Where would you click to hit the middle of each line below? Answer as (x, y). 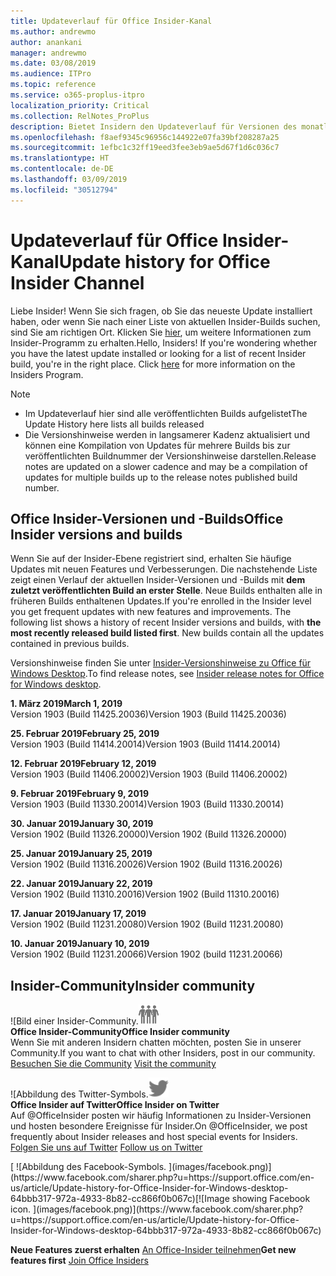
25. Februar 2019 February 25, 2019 (85, 734)
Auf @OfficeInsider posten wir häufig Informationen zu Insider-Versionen (161, 1116)
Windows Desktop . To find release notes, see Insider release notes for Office (167, 674)
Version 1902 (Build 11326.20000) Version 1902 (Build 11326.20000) (149, 834)
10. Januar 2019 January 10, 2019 (80, 944)
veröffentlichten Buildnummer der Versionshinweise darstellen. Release (170, 456)
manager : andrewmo (48, 53)
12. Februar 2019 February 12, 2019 (83, 764)
